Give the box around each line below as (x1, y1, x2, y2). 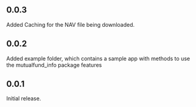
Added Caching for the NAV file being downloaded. (6, 21, 135, 28)
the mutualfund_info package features (6, 61, 102, 69)
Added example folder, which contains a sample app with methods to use (6, 55, 191, 62)
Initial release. (6, 95, 41, 102)
